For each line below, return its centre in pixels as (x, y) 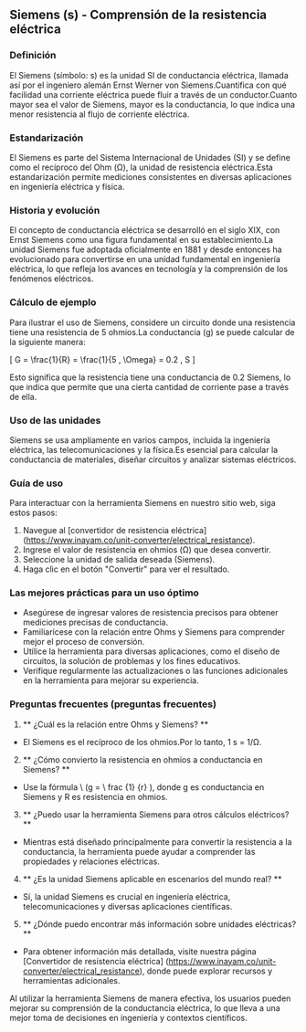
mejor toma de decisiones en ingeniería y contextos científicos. (129, 1017)
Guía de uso (37, 483)
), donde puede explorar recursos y (206, 971)
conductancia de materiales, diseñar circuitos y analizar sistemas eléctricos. (153, 459)
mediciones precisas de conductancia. (95, 622)
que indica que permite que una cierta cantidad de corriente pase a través (149, 386)
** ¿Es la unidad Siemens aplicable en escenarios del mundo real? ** (152, 879)
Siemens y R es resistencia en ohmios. (95, 796)
